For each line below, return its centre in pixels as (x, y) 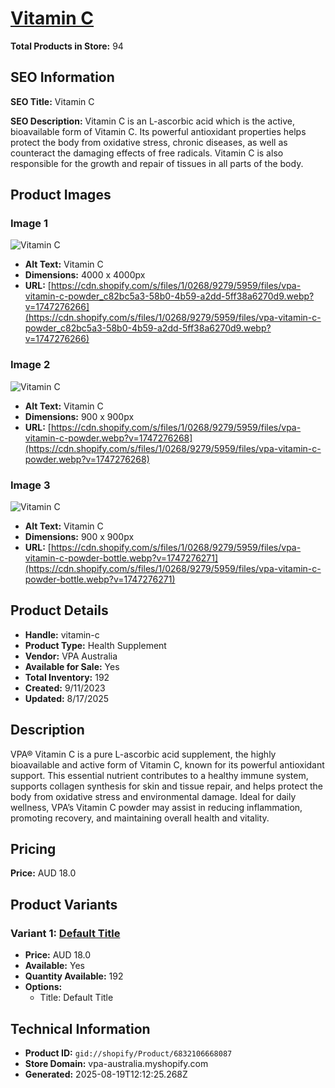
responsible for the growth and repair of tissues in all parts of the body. (157, 163)
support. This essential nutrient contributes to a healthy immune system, (159, 775)
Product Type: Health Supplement (95, 645)
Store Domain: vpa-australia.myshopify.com (116, 1063)
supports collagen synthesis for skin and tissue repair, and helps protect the (166, 786)
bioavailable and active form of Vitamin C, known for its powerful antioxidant (167, 764)
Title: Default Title (76, 998)
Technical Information (80, 1028)
